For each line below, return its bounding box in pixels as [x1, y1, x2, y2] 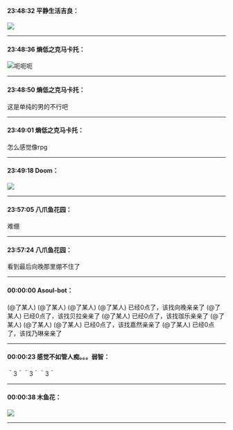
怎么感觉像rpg [7, 142, 48, 151]
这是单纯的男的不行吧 [7, 102, 68, 110]
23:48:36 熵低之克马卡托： [7, 45, 85, 53]
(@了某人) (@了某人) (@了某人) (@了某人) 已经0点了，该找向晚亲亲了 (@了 [7, 303, 221, 311]
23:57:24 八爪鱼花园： [7, 245, 72, 254]
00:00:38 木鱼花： [7, 393, 62, 402]
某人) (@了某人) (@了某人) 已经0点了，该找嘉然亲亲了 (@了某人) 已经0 [7, 320, 209, 329]
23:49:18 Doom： [7, 167, 59, 175]
